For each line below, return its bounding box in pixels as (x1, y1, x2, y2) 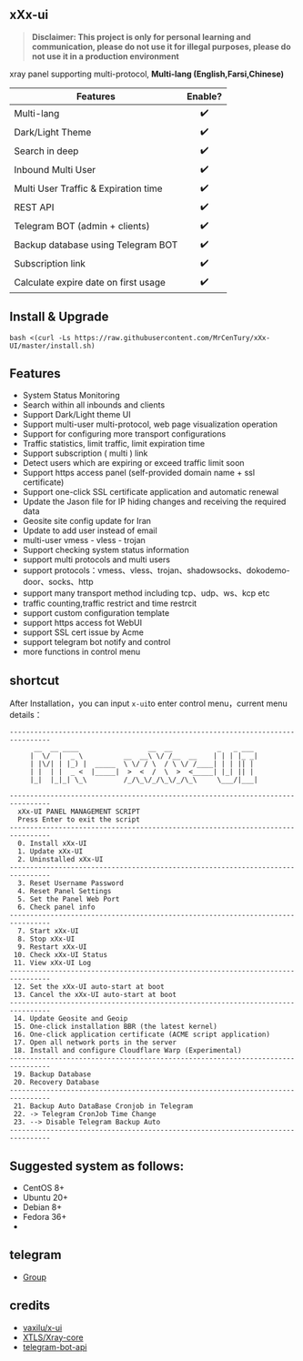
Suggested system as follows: (9, 1158, 185, 1174)
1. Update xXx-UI (17, 847, 84, 856)
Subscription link (14, 257, 86, 270)
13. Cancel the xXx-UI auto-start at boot (13, 991, 177, 1000)
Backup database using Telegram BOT (14, 238, 178, 251)
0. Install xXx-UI (17, 839, 88, 849)
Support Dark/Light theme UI (22, 409, 132, 420)
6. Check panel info (17, 902, 96, 912)
